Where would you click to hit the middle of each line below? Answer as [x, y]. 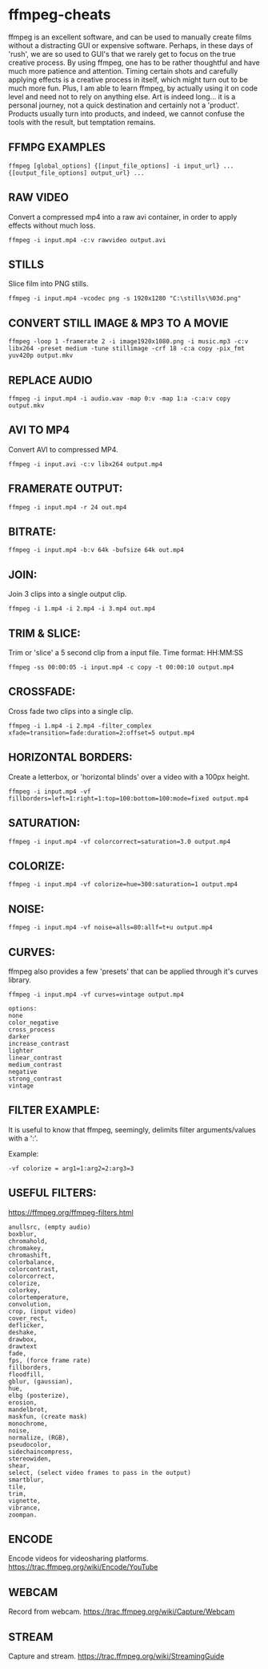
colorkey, [25, 1290]
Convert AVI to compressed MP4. [63, 449]
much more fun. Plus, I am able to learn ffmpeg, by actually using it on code [133, 88]
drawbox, [23, 1339]
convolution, [30, 1304]
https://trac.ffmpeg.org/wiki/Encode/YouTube [83, 1567]
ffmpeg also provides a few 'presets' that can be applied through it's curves [133, 971]
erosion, [23, 1402]
